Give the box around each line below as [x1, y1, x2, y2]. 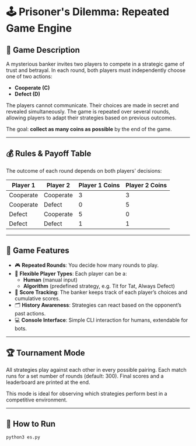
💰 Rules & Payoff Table [6, 149, 92, 159]
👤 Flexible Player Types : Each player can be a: [14, 270, 127, 277]
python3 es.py [6, 434, 41, 440]
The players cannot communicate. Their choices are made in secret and [6, 102, 179, 109]
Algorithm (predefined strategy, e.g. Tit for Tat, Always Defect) [23, 282, 175, 289]
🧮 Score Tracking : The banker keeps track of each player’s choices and [14, 289, 188, 296]
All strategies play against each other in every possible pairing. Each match [6, 366, 187, 373]
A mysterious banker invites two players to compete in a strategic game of [6, 60, 185, 67]
